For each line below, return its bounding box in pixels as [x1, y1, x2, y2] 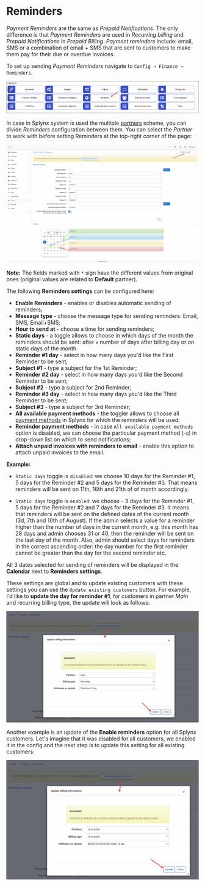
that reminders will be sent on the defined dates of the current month [15, 510, 189, 517]
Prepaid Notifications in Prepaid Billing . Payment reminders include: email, [6, 37, 193, 45]
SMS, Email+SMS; [15, 319, 61, 326]
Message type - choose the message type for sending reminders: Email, [15, 312, 198, 319]
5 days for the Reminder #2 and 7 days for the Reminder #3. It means [15, 503, 189, 511]
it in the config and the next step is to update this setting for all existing [6, 741, 185, 748]
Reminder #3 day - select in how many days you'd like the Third [15, 390, 177, 397]
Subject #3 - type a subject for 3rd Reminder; [15, 403, 131, 410]
